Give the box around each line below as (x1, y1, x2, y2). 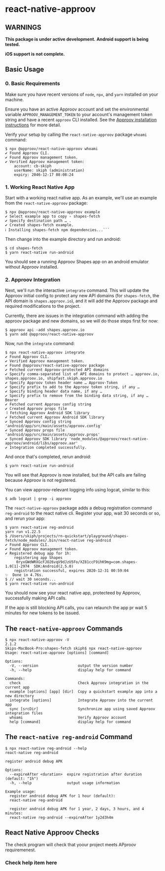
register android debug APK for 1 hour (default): (9, 793, 116, 798)
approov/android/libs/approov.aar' (5, 441, 78, 446)
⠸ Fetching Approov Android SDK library (5, 411, 90, 416)
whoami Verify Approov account (9, 715, 127, 720)
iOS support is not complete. (5, 51, 65, 57)
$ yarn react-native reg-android (5, 525, 74, 530)
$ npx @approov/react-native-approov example (5, 209, 100, 214)
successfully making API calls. (5, 595, 67, 601)
